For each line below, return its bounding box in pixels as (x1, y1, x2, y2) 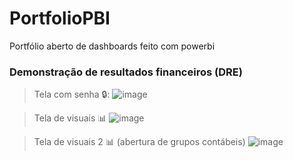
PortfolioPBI (9, 7, 111, 30)
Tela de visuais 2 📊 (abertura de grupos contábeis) (33, 136, 246, 148)
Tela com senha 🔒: (33, 88, 111, 101)
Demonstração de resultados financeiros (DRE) (9, 65, 243, 79)
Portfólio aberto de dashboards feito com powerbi (9, 40, 216, 52)
